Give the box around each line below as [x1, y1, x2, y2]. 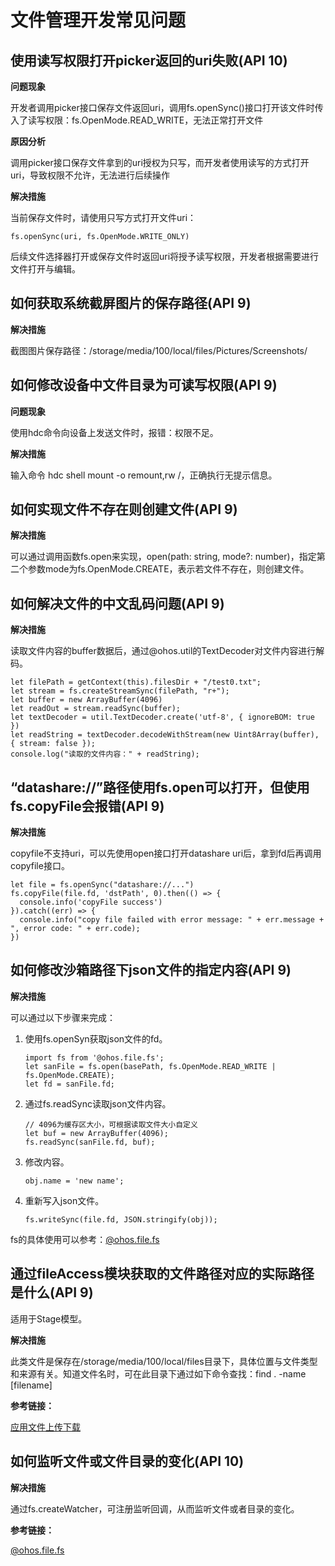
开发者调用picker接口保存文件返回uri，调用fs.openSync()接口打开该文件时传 [10, 102, 324, 113]
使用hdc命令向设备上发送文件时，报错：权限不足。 [10, 426, 219, 438]
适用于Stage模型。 [10, 1312, 88, 1325]
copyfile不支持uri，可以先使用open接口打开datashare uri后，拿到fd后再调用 [10, 847, 322, 860]
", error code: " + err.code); [10, 924, 141, 934]
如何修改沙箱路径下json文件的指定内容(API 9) [10, 962, 292, 979]
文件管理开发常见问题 [10, 9, 187, 32]
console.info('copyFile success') [19, 897, 163, 908]
